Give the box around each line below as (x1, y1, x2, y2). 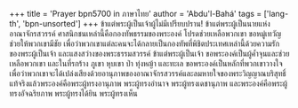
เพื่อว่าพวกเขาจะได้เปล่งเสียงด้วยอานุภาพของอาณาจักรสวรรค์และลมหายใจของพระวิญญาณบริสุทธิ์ (9, 68, 286, 79)
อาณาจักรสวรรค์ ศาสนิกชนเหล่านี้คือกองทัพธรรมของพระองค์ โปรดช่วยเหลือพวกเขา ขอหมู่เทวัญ (9, 28, 282, 39)
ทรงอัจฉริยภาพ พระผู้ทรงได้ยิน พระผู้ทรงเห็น (9, 89, 138, 98)
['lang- (263, 9, 289, 19)
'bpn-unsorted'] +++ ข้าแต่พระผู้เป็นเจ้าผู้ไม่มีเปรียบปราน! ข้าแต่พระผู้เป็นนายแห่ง (21, 19, 271, 28)
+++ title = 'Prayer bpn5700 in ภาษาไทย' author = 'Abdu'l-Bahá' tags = (9, 9, 262, 19)
